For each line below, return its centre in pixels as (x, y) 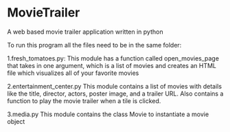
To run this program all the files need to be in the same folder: (94, 45)
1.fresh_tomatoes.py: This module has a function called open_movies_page (113, 58)
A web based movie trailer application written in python (85, 32)
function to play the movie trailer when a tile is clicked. (84, 100)
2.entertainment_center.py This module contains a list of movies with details (114, 86)
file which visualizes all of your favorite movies (73, 73)
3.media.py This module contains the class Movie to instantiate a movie (108, 114)
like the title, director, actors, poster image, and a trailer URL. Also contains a (115, 93)
